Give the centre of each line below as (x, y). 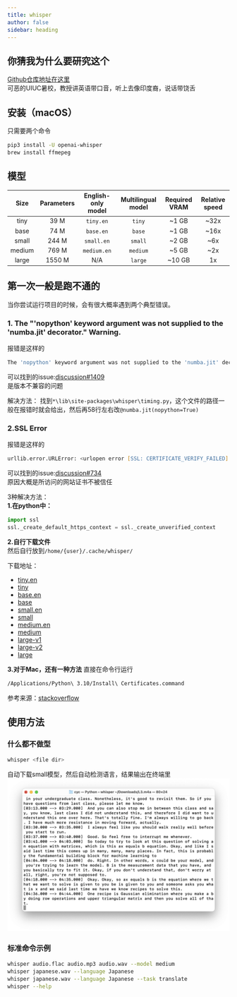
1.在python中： (30, 505)
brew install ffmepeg (39, 152)
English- (97, 196)
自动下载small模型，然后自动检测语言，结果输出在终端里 (89, 774)
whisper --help (30, 986)
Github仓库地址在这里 (39, 79)
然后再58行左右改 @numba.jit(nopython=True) (134, 409)
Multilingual (139, 199)
